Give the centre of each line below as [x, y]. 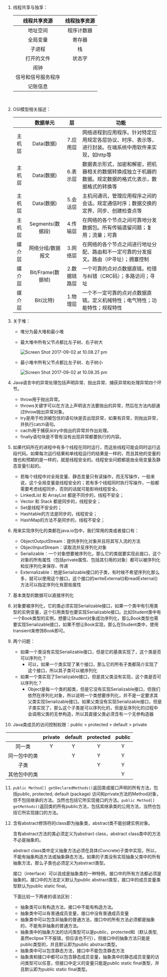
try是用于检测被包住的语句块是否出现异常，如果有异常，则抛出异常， [90, 418]
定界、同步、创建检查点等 [112, 211]
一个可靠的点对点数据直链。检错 [119, 269]
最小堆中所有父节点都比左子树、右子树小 [61, 362]
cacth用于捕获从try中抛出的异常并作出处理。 [66, 430]
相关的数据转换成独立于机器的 [122, 172]
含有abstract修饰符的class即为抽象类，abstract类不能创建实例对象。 [83, 823]
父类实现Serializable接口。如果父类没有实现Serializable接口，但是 [95, 701]
